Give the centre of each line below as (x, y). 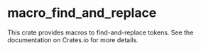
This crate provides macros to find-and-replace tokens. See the (101, 32)
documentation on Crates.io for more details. (73, 39)
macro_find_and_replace (82, 13)
